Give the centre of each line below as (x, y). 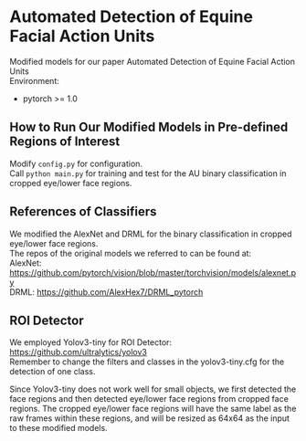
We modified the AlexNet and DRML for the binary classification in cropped (151, 234)
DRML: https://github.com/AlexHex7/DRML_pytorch (106, 292)
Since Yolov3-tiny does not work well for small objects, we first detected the (153, 389)
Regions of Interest (65, 142)
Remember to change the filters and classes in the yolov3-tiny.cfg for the (147, 362)
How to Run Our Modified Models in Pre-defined (149, 127)
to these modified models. (58, 428)
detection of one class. (53, 372)
